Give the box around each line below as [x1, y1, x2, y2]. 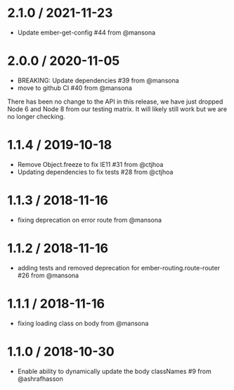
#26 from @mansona [17, 271, 79, 279]
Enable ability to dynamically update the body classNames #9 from [17, 367, 212, 375]
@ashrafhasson [17, 375, 63, 383]
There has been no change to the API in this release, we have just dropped [7, 97, 223, 106]
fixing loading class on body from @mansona [17, 319, 149, 327]
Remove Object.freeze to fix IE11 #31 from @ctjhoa [17, 160, 164, 168]
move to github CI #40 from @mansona [17, 83, 132, 92]
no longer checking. [7, 112, 65, 120]
